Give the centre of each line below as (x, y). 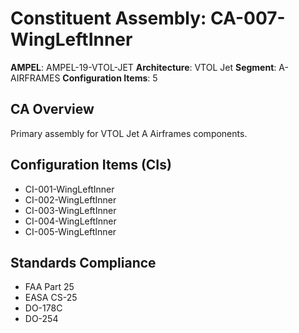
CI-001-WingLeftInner (69, 189)
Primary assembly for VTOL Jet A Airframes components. (129, 133)
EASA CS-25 (51, 298)
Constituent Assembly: (108, 18)
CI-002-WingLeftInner (70, 199)
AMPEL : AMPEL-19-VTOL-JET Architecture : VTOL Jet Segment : (143, 67)
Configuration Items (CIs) (91, 165)
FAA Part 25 (49, 287)
